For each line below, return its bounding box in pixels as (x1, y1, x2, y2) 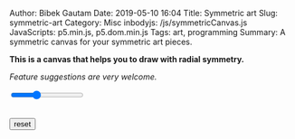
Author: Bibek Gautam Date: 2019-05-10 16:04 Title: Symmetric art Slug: (9, 8, 279, 18)
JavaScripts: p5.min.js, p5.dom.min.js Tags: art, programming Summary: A (9, 27, 286, 37)
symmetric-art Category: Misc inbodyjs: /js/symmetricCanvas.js (9, 17, 248, 28)
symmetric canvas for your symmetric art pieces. (9, 36, 193, 47)
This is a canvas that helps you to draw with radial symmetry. (9, 54, 244, 64)
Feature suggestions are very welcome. (9, 71, 157, 82)
